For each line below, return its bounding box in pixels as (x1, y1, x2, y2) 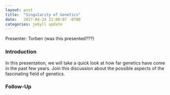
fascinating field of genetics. (5, 71, 65, 77)
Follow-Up (5, 83, 32, 90)
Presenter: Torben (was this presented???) (5, 36, 95, 42)
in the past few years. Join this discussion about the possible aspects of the (5, 65, 164, 71)
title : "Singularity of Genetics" (5, 12, 81, 17)
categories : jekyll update (5, 21, 63, 27)
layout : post (5, 7, 33, 13)
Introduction (5, 48, 37, 55)
